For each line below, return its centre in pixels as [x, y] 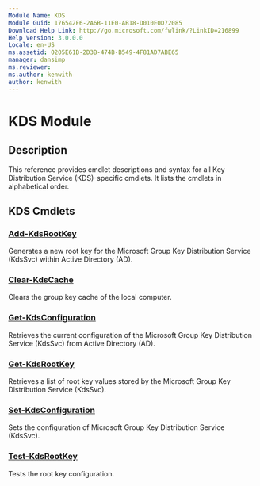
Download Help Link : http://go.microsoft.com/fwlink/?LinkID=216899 [124, 30]
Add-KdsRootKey [42, 233]
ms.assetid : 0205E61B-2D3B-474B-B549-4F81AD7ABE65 [94, 52]
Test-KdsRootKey [43, 457]
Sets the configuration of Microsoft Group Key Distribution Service [117, 427]
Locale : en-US [32, 45]
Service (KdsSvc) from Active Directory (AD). [82, 343]
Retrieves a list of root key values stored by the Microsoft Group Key [120, 381]
